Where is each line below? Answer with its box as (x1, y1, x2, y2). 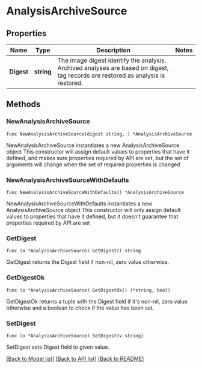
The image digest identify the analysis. (57, 56, 167, 64)
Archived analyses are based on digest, (57, 64, 169, 72)
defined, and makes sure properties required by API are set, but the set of (6, 154, 189, 161)
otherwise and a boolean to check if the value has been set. (6, 304, 155, 311)
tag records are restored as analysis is (57, 71, 165, 80)
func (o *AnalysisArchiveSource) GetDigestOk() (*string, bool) (6, 287, 171, 293)
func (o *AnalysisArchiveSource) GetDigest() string (6, 248, 141, 254)
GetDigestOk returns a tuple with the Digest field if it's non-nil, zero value (6, 298, 188, 305)
